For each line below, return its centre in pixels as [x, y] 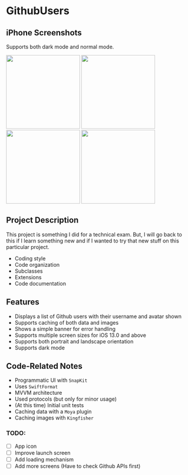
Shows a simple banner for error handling [65, 329]
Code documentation [40, 283]
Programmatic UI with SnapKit [51, 380]
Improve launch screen [42, 453]
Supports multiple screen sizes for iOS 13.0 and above [80, 335]
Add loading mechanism [44, 459]
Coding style [30, 258]
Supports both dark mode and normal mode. [60, 47]
